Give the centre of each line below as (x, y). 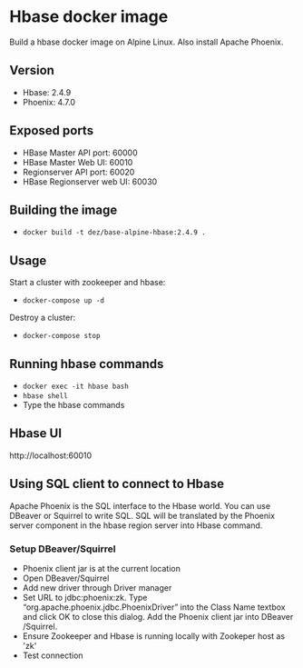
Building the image (64, 209)
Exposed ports (51, 130)
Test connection (53, 655)
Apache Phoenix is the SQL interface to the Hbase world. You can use (140, 505)
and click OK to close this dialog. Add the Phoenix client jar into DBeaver (158, 616)
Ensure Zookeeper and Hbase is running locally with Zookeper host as (154, 636)
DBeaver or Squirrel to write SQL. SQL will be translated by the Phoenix (142, 515)
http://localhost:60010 (51, 455)
